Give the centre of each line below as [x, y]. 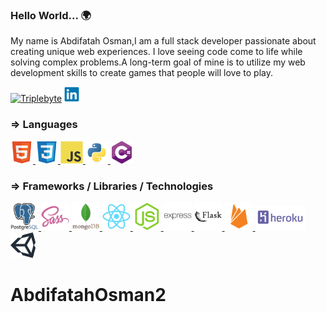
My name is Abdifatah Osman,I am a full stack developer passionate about [163, 41]
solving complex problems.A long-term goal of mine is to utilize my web [158, 62]
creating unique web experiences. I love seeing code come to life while [156, 52]
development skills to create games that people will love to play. [141, 73]
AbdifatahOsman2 [88, 295]
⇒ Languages [44, 125]
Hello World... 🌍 [51, 15]
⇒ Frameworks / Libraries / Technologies [112, 186]
